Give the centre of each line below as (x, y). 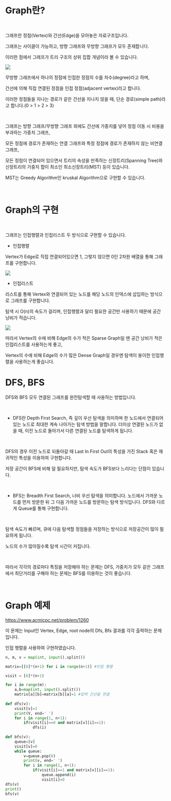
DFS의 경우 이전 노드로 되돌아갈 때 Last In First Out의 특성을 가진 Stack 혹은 (81, 451)
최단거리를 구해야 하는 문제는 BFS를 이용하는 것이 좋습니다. (73, 573)
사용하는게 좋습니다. (34, 362)
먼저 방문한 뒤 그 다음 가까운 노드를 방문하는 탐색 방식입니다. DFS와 (89, 502)
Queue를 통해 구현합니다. (44, 508)
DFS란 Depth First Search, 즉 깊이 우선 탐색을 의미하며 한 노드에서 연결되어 (88, 418)
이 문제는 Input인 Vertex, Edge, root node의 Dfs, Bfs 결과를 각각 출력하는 (79, 630)
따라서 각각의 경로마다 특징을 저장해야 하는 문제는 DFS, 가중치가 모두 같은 (78, 567)
